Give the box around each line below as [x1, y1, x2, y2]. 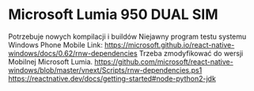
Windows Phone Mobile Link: [8, 40, 103, 49]
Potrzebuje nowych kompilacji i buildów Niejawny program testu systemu [8, 32, 247, 41]
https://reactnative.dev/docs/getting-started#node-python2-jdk [8, 74, 216, 83]
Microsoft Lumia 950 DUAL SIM [8, 6, 219, 24]
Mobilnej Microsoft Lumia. [8, 57, 93, 66]
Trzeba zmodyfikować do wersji [138, 48, 244, 58]
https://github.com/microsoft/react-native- [94, 57, 233, 66]
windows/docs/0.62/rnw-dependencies [8, 48, 138, 58]
